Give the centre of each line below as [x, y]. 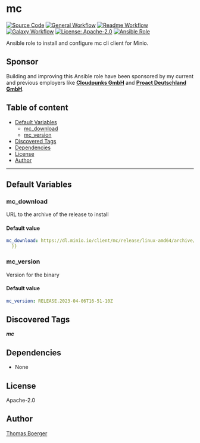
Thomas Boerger [27, 433]
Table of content [37, 108]
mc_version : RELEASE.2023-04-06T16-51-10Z [60, 301]
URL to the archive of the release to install [57, 214]
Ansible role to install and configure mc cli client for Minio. [77, 43]
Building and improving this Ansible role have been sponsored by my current [100, 76]
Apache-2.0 [21, 400]
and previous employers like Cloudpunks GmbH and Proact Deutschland [96, 82]
